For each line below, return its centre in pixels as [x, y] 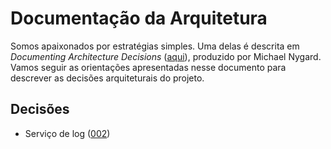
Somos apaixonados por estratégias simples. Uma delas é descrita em [155, 46]
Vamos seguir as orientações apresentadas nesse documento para [148, 67]
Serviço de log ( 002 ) [67, 133]
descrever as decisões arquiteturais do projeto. [107, 78]
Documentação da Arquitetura [139, 18]
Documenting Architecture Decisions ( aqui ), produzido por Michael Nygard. [166, 56]
